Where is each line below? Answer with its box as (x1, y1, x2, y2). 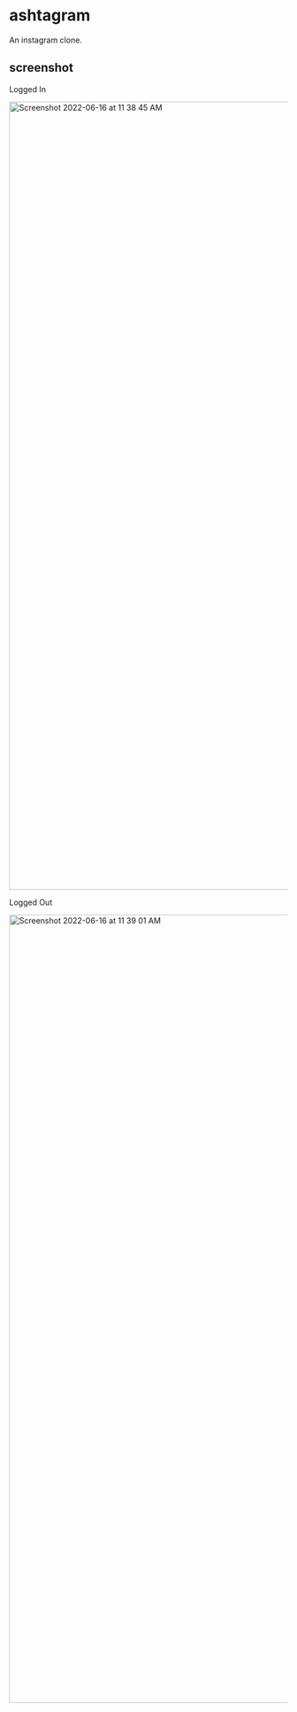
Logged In (9, 83, 47, 94)
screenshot (9, 60, 73, 75)
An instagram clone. (9, 35, 82, 45)
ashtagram (9, 5, 91, 26)
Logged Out (9, 897, 53, 907)
